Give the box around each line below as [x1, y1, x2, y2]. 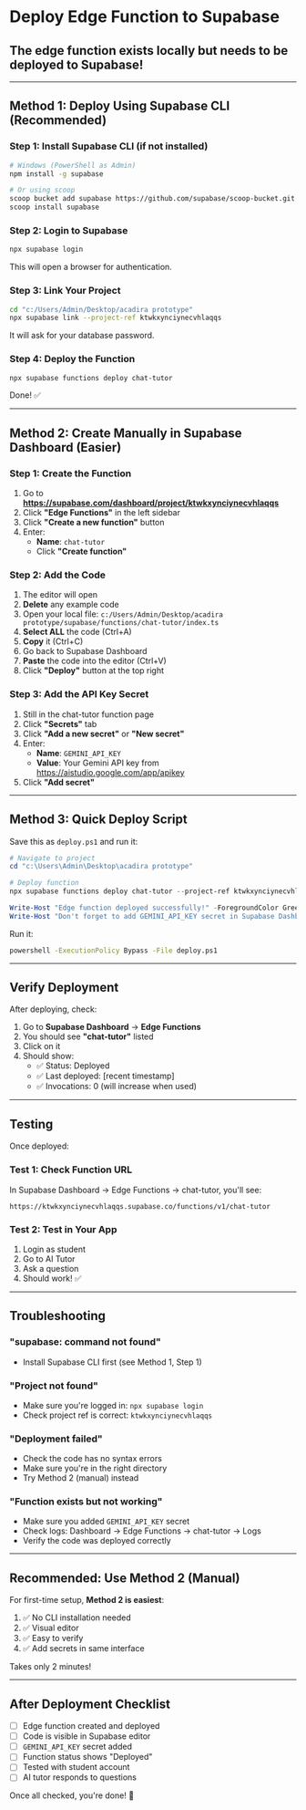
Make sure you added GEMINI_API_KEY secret [22, 1516, 189, 1527]
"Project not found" [9, 1379, 98, 1392]
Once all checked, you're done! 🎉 [9, 1790, 135, 1801]
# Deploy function [9, 879, 79, 888]
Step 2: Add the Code [9, 568, 107, 581]
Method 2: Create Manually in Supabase [9, 425, 243, 441]
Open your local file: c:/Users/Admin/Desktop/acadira [22, 609, 223, 619]
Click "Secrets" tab [22, 718, 97, 729]
